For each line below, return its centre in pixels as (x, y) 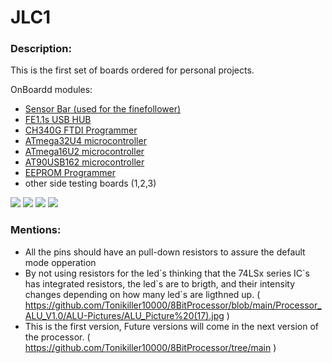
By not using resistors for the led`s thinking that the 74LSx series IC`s (167, 273)
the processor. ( (57, 337)
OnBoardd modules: (51, 90)
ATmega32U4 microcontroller (85, 141)
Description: (41, 49)
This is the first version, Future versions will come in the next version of (171, 326)
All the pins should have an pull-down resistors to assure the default (165, 252)
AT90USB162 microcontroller (84, 162)
